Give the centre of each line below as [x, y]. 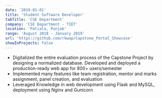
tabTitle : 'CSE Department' [35, 19]
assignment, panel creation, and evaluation [57, 79]
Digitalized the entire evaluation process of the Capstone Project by [83, 57]
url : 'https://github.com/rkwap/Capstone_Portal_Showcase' [69, 39]
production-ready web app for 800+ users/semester [67, 68]
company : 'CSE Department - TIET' [42, 24]
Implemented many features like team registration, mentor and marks [85, 74]
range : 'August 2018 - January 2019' [45, 34]
